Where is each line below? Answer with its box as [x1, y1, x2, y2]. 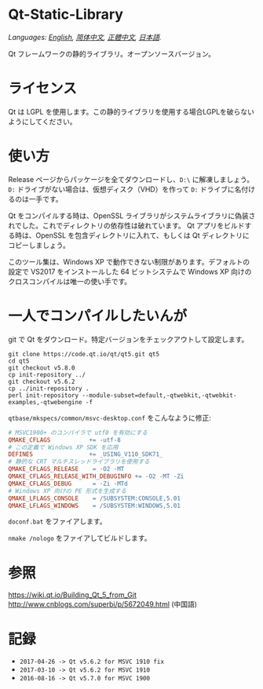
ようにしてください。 [8, 116, 77, 126]
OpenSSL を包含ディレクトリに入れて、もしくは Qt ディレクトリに [35, 230, 250, 240]
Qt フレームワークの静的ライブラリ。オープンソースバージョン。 [8, 49, 216, 58]
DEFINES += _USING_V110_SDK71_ [8, 450, 163, 458]
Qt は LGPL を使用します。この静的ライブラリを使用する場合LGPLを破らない [8, 107, 255, 116]
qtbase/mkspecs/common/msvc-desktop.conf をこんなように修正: [8, 413, 212, 422]
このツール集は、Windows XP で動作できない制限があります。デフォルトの [8, 257, 250, 266]
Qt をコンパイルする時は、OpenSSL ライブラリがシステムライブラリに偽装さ [8, 210, 256, 221]
